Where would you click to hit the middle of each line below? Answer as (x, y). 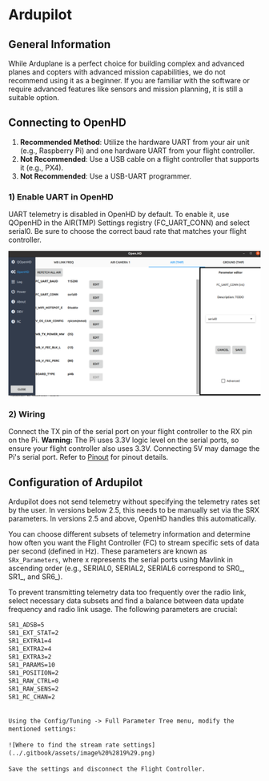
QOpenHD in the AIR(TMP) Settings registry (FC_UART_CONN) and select (129, 223)
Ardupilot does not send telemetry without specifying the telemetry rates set (134, 501)
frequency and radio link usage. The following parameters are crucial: (123, 610)
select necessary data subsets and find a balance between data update (126, 601)
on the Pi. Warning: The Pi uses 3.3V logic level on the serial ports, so (124, 440)
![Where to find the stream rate (64, 745)
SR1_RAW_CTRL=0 (34, 681)
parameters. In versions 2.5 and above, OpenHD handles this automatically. (132, 519)
